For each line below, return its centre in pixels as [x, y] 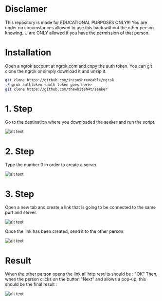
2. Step [20, 151]
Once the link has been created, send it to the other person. [65, 231]
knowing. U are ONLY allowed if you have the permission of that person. [77, 33]
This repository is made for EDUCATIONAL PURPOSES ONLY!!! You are [76, 22]
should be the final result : [31, 284]
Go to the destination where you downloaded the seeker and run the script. [80, 122]
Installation [28, 53]
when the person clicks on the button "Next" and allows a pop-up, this [76, 279]
